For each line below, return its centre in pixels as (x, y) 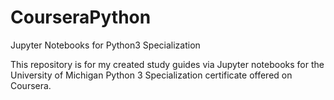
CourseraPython (81, 17)
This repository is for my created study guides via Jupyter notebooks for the (167, 64)
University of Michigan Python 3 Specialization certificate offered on (151, 75)
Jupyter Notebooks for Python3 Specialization (105, 45)
